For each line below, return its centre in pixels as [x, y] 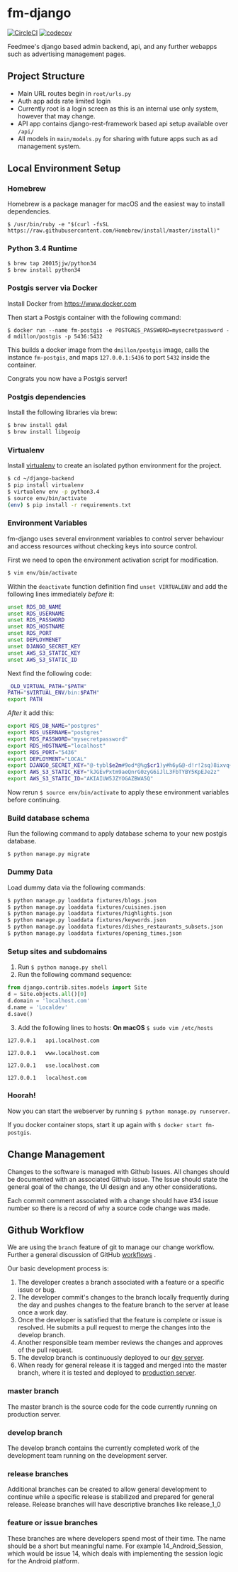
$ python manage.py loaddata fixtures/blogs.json [82, 900]
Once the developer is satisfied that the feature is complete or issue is [120, 1320]
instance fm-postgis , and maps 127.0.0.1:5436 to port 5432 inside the [109, 357]
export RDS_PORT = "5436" [42, 752]
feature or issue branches [52, 1523]
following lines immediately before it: [61, 594]
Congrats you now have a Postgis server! [67, 378]
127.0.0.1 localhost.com [47, 1078]
